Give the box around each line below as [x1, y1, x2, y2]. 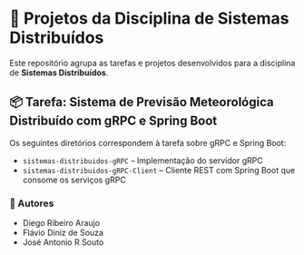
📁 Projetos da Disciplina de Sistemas [9, 8, 289, 29]
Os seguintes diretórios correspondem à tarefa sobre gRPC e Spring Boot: [9, 137, 287, 148]
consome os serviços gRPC [22, 174, 127, 185]
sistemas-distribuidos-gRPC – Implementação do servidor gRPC [22, 154, 263, 166]
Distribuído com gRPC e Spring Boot [9, 113, 218, 129]
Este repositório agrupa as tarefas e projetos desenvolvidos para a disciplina [9, 57, 296, 68]
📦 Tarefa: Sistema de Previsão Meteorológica [9, 94, 274, 110]
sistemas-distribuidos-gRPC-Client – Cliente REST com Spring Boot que [22, 164, 296, 175]
